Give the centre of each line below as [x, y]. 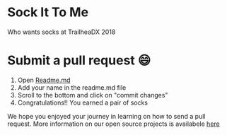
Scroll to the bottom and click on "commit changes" [93, 95]
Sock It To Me [48, 12]
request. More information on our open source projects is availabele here [114, 124]
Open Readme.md [44, 80]
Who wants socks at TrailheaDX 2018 [62, 32]
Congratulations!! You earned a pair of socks [83, 102]
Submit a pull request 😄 [79, 60]
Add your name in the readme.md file [72, 87]
